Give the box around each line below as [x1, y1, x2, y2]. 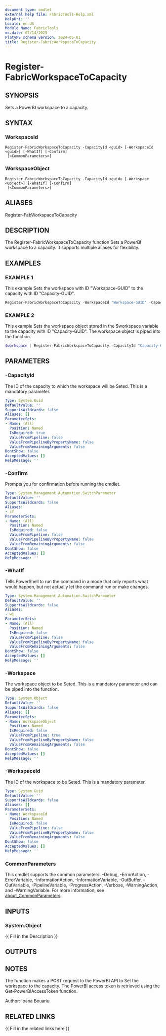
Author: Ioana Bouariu [5, 998, 50, 1004]
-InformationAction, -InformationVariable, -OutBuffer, [34, 877, 142, 883]
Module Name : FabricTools [5, 26, 58, 31]
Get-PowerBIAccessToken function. [5, 988, 78, 994]
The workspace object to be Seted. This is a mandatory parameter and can [5, 681, 158, 687]
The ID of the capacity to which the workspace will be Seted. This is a [5, 383, 147, 389]
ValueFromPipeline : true [9, 733, 61, 738]
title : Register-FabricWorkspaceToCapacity [5, 40, 96, 45]
